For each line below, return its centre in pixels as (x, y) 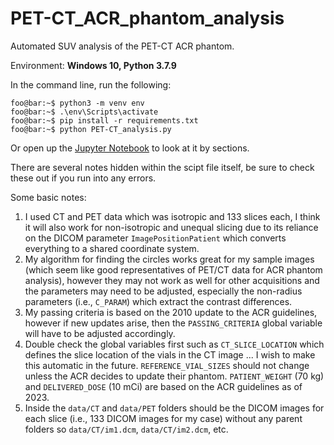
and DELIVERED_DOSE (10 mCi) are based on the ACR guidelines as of (163, 386)
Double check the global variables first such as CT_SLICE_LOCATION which (174, 344)
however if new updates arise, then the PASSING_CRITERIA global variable (173, 323)
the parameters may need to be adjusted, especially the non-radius (163, 291)
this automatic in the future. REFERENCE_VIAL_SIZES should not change (167, 365)
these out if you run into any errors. (83, 178)
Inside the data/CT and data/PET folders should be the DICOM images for (174, 408)
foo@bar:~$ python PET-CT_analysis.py (91, 129)
